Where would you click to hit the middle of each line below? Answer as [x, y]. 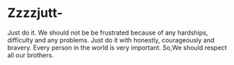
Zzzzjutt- [35, 13]
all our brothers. [31, 55]
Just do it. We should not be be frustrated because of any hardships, [108, 32]
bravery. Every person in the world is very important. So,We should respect [117, 47]
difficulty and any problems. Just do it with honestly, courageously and [111, 40]
